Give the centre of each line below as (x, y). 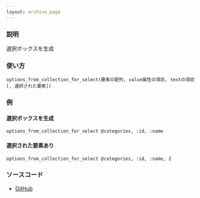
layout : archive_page (34, 12)
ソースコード (25, 175)
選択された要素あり (30, 145)
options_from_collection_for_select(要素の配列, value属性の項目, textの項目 (101, 80)
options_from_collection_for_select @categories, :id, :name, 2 (89, 159)
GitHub (24, 188)
